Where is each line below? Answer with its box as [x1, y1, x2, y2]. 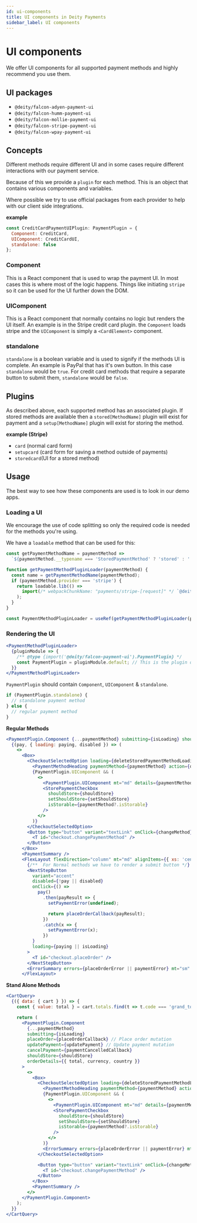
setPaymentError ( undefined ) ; [47, 900, 119, 906]
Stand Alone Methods [6, 982, 60, 989]
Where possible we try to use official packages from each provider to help [6, 196, 185, 203]
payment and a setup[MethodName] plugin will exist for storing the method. [6, 419, 184, 426]
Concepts [6, 145, 43, 155]
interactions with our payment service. [6, 167, 99, 174]
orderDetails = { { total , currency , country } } [27, 1058, 141, 1064]
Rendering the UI [6, 629, 55, 638]
